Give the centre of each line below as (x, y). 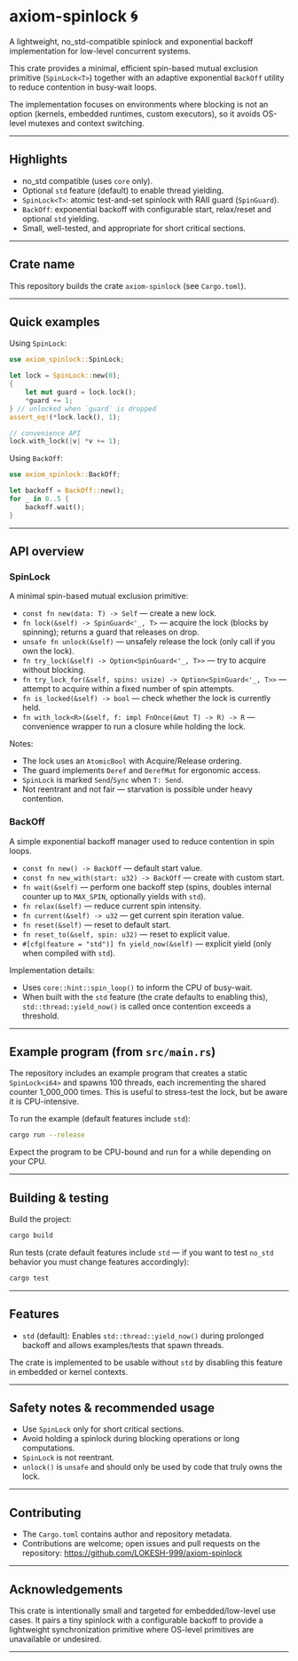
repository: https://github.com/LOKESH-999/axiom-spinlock (132, 1553)
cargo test (29, 1278)
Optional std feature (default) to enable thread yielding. (123, 190)
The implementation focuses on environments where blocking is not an (139, 104)
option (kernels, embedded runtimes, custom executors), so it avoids (135, 114)
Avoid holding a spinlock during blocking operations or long (131, 1439)
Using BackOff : (36, 459)
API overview (47, 551)
